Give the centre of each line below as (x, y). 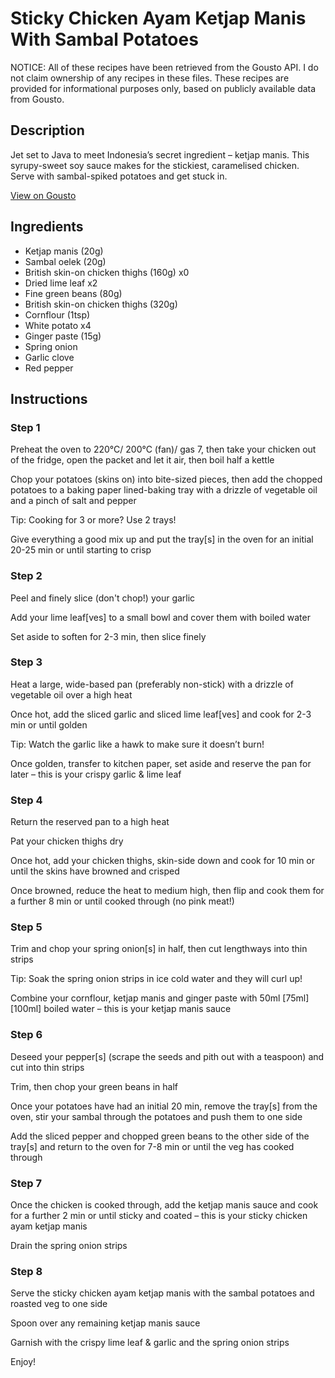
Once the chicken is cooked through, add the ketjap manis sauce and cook (164, 1205)
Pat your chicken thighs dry (67, 841)
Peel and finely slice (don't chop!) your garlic (103, 598)
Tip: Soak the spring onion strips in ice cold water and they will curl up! (156, 979)
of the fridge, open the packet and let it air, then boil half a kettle (142, 460)
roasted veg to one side (59, 1304)
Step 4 (26, 800)
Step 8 (26, 1271)
